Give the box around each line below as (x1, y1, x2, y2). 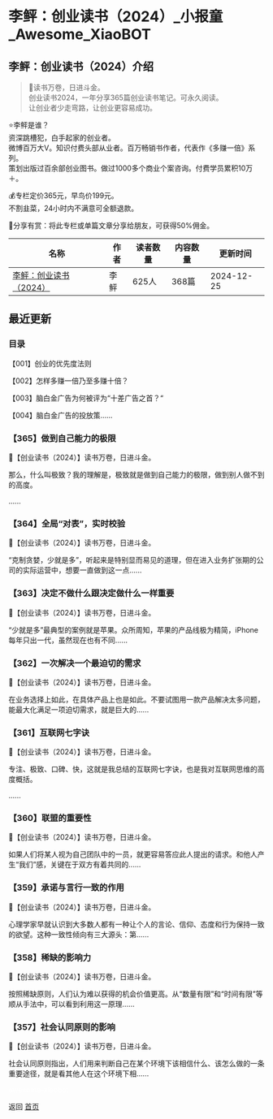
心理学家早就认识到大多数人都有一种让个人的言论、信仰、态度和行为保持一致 (8, 919, 265, 929)
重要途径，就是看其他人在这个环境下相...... (8, 1069, 149, 1078)
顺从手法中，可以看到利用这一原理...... (8, 1000, 136, 1009)
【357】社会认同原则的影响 (8, 1021, 116, 1032)
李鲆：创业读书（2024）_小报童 (8, 7, 223, 26)
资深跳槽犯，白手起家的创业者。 (8, 133, 115, 142)
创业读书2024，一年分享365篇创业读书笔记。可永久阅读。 (28, 93, 223, 102)
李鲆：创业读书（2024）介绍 (8, 59, 154, 73)
